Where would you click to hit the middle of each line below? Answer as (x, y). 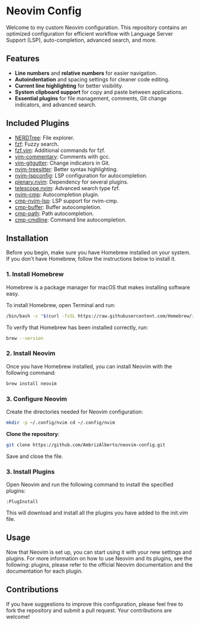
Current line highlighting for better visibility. (69, 86)
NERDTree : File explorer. (44, 137)
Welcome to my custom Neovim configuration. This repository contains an (97, 27)
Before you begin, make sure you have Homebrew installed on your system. (98, 252)
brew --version (25, 338)
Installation (27, 238)
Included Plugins (38, 123)
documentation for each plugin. (44, 571)
